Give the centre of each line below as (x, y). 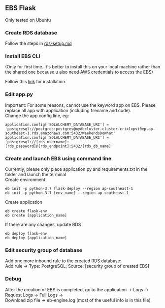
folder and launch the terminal (36, 174)
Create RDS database (31, 32)
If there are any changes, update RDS (43, 224)
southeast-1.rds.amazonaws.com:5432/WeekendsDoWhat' (60, 133)
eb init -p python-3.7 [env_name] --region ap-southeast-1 (67, 193)
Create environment (25, 180)
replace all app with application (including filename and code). (68, 110)
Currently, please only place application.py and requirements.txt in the (76, 169)
